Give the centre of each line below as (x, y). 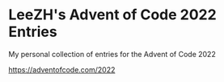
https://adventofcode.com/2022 (62, 69)
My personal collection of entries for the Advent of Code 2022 (112, 54)
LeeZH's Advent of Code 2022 (112, 15)
